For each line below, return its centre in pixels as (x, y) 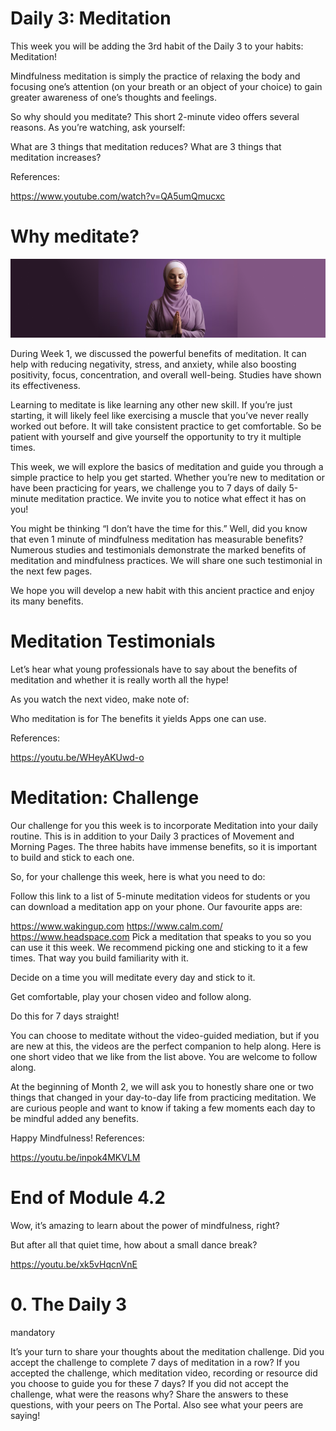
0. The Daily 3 (69, 1304)
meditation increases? (56, 157)
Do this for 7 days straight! (65, 1016)
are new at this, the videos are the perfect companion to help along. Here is (166, 1046)
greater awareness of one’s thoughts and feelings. (113, 97)
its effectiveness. (45, 385)
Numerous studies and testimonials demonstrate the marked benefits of (158, 549)
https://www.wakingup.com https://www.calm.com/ (116, 926)
